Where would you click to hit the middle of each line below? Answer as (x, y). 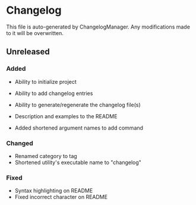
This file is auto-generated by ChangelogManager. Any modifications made (98, 27)
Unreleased (28, 52)
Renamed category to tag (46, 156)
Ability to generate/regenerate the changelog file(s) (78, 105)
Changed (20, 143)
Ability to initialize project (46, 81)
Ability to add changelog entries (54, 93)
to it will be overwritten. (35, 33)
